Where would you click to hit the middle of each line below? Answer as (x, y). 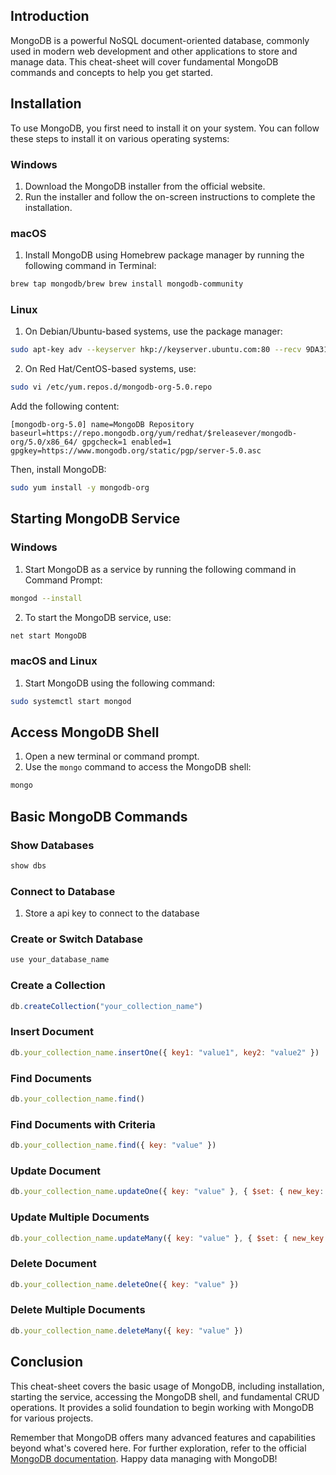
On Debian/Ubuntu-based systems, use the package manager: (153, 331)
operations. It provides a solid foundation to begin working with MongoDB (162, 1407)
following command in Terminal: (90, 266)
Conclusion (47, 1362)
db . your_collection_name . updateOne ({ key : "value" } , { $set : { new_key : (167, 1192)
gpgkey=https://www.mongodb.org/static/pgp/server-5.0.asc (136, 451)
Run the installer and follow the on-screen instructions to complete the (170, 196)
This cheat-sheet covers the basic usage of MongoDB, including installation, (167, 1386)
